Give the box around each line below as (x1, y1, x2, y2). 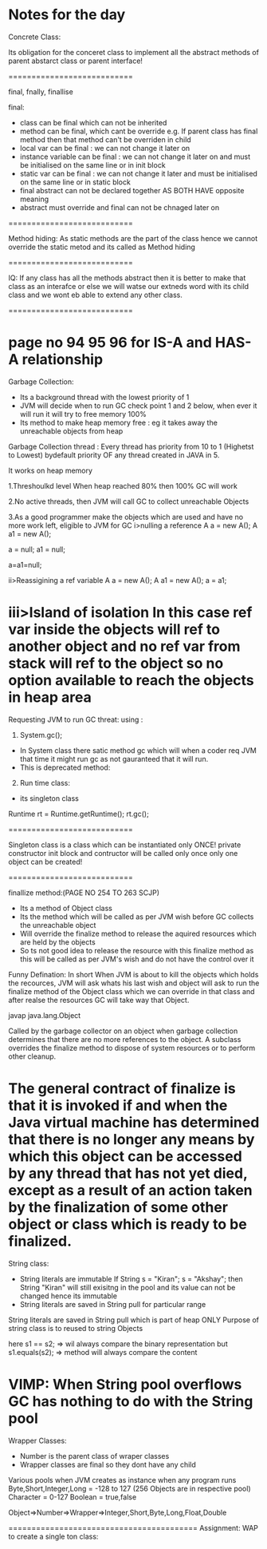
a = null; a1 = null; (8, 545, 66, 554)
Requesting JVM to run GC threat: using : (8, 715, 143, 724)
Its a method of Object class (19, 903, 113, 913)
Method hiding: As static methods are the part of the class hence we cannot (8, 233, 258, 243)
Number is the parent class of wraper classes (19, 1451, 170, 1460)
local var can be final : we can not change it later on (19, 143, 190, 153)
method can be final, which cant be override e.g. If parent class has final (19, 126, 258, 136)
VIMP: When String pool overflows (8, 1375, 242, 1393)
